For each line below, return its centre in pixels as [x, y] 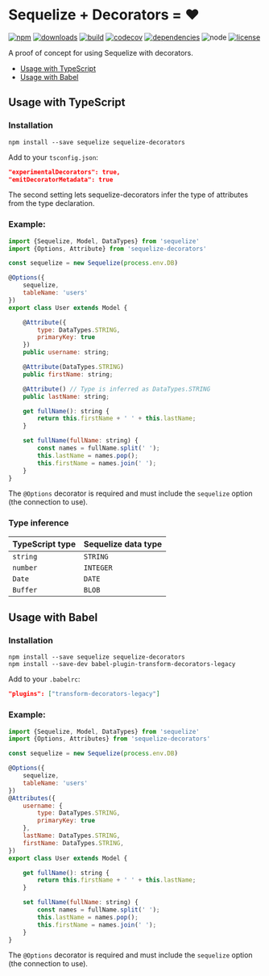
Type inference [39, 523]
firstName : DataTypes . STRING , [74, 843]
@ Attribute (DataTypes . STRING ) [74, 367]
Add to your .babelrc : [44, 679]
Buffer [25, 590]
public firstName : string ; [68, 374]
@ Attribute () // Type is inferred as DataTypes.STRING [117, 389]
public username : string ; [66, 353]
